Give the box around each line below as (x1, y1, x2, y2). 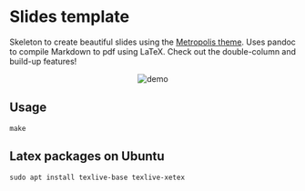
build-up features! (9, 55, 77, 66)
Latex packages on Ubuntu (9, 148, 166, 165)
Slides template (9, 6, 130, 27)
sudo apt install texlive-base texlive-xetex (9, 173, 185, 182)
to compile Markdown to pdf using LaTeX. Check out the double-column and (9, 45, 297, 56)
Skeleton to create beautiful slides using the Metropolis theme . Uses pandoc (9, 36, 296, 47)
